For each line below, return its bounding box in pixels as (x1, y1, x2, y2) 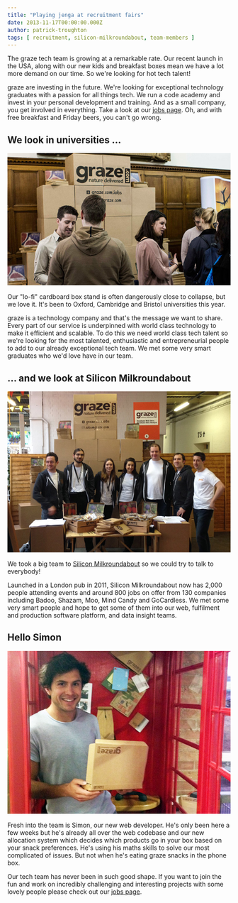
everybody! (7, 567, 41, 575)
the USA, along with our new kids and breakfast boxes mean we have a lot (7, 62, 225, 70)
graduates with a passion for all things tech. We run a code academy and (7, 91, 221, 99)
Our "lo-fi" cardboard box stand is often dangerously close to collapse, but (7, 292, 226, 301)
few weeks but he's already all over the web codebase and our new (7, 828, 205, 837)
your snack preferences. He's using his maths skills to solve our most (7, 843, 210, 852)
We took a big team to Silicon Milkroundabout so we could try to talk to (7, 559, 214, 568)
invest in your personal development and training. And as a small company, (7, 98, 227, 106)
